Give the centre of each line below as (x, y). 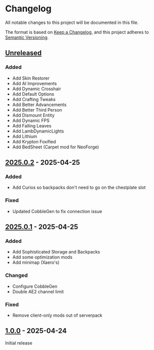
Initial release (19, 343)
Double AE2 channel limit (38, 291)
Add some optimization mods (42, 257)
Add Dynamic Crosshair (37, 89)
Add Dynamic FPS (31, 120)
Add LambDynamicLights (38, 131)
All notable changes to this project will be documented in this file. (72, 22)
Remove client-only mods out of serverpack (57, 315)
